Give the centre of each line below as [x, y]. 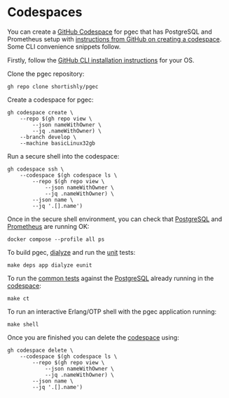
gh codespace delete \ [40, 350]
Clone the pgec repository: [46, 74]
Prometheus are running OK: [48, 226]
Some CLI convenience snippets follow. [64, 46]
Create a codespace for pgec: [50, 100]
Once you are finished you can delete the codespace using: [93, 337]
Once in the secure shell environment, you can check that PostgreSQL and [115, 219]
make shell [23, 324]
